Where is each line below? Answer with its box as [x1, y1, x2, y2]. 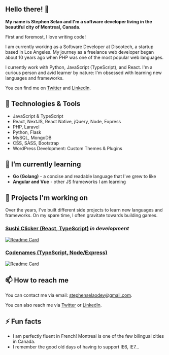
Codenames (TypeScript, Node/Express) [5, 249, 108, 256]
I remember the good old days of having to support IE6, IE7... [12, 344, 140, 350]
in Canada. [12, 338, 36, 345]
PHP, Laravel [12, 124, 40, 130]
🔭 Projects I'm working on [5, 193, 88, 202]
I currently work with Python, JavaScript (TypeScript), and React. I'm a [5, 64, 153, 70]
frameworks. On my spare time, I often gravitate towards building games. [5, 212, 158, 219]
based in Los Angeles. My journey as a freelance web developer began [5, 49, 154, 55]
